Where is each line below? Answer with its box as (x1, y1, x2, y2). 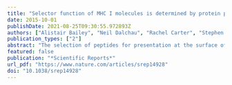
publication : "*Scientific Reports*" (7, 55, 116, 62)
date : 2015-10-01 (7, 16, 57, 23)
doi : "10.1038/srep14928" (7, 67, 81, 74)
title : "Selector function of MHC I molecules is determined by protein (7, 10, 221, 17)
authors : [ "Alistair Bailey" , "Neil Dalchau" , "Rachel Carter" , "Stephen (7, 29, 224, 36)
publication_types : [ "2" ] (7, 36, 81, 42)
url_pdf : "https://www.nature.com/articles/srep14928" (7, 61, 168, 68)
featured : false (7, 49, 54, 56)
